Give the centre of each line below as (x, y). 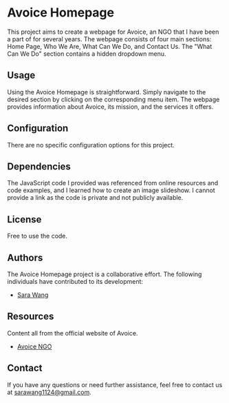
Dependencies (39, 166)
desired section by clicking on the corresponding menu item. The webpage (113, 99)
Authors (25, 257)
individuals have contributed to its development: (75, 281)
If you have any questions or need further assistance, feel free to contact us (115, 384)
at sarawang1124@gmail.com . (49, 392)
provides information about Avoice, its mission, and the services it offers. (110, 106)
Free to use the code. (37, 236)
